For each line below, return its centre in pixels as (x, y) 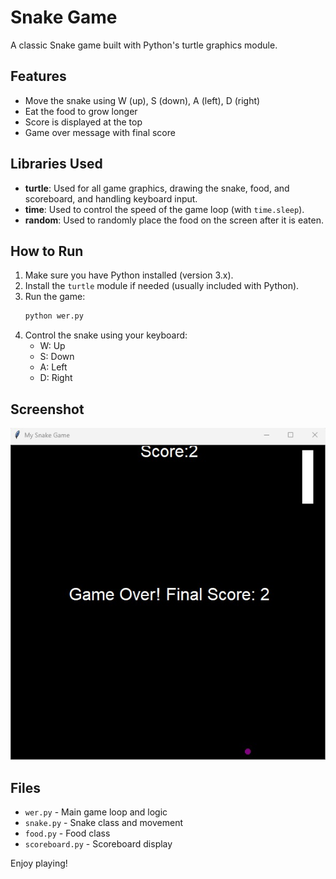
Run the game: (55, 297)
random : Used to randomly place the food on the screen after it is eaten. (174, 220)
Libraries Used (56, 164)
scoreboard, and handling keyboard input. (111, 198)
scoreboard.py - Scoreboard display (98, 844)
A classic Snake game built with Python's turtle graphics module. (144, 45)
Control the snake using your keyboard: (106, 335)
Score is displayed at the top (83, 122)
